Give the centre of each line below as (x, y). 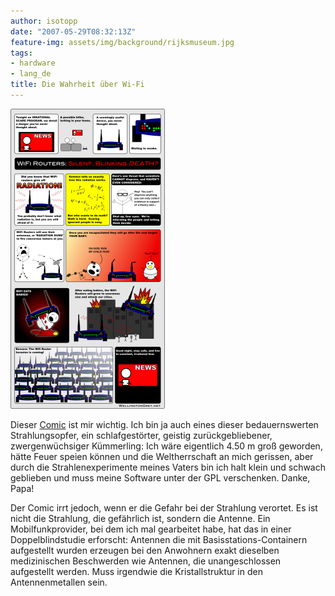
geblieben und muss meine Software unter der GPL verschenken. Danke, (160, 477)
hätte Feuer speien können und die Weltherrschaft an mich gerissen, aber (162, 456)
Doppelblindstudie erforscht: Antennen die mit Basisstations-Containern (159, 539)
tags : (21, 53)
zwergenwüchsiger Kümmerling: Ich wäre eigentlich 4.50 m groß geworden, (166, 446)
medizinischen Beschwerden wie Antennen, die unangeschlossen (146, 561)
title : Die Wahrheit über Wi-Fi (77, 85)
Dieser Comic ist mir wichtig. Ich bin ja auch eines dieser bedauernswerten (164, 424)
